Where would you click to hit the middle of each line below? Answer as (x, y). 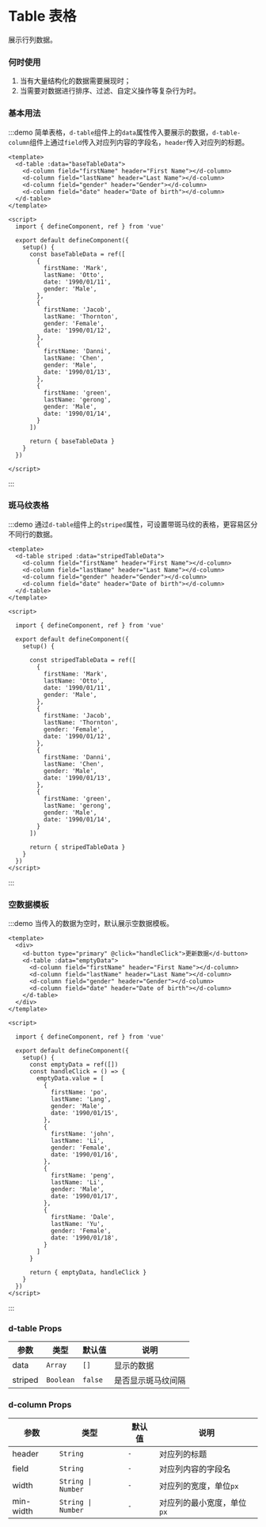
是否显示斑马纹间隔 (150, 1380)
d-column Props (40, 1405)
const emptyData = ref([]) (74, 1065)
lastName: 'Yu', (77, 1224)
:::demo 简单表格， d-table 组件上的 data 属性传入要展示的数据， (110, 132)
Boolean (61, 1380)
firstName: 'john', (82, 1134)
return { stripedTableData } (77, 847)
